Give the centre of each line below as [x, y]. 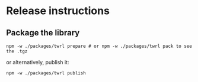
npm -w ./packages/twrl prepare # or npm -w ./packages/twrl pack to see [99, 46]
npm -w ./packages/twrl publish [46, 73]
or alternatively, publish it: [38, 62]
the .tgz [17, 51]
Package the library [43, 33]
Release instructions [58, 11]
